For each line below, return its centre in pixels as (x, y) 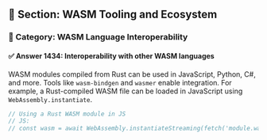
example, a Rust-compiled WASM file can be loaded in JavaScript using (126, 91)
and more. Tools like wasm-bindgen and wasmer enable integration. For (120, 82)
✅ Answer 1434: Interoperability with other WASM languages (111, 55)
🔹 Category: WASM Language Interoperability (98, 37)
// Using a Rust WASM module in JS (67, 114)
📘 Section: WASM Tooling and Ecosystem (113, 15)
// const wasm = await (46, 129)
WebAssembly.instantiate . (50, 99)
